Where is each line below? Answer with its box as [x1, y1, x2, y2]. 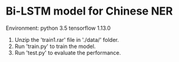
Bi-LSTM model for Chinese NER [5, 4, 174, 18]
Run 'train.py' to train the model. [14, 43, 96, 50]
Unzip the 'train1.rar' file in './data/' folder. [14, 36, 119, 43]
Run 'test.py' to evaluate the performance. [14, 49, 122, 56]
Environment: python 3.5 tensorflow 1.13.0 [5, 24, 111, 32]
